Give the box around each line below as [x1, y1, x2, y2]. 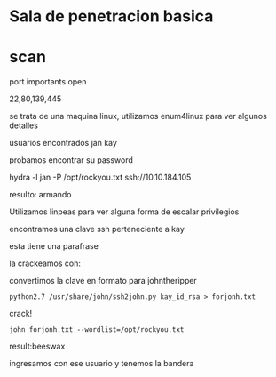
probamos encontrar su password [9, 155, 133, 165]
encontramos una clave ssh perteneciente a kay [9, 224, 185, 235]
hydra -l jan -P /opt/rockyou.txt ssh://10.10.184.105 [9, 172, 192, 183]
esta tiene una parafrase [9, 241, 99, 252]
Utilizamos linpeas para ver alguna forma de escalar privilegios [9, 206, 240, 217]
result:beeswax [9, 341, 66, 352]
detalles [9, 120, 38, 131]
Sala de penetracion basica [9, 6, 214, 27]
